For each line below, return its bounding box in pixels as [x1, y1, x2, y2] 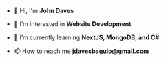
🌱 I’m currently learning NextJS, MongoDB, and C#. [13, 33, 162, 41]
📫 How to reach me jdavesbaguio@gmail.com [13, 47, 149, 55]
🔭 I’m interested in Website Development [13, 20, 132, 28]
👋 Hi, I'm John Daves [13, 7, 74, 14]
